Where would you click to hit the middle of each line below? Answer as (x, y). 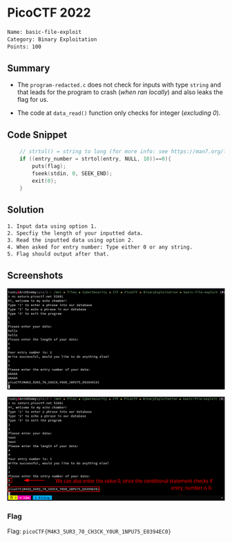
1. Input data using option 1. (52, 226)
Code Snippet (37, 135)
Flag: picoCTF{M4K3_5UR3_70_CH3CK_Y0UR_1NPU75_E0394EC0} (89, 532)
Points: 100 (24, 46)
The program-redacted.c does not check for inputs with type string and (119, 85)
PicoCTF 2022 (49, 13)
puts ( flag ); (49, 166)
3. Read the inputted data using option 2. (71, 240)
